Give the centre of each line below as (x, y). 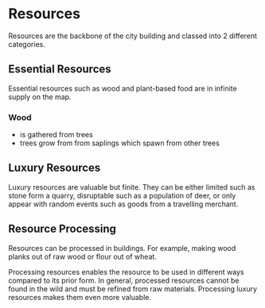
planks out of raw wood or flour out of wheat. (83, 256)
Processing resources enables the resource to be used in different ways (126, 271)
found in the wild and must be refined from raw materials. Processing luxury (132, 289)
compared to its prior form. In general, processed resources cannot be (124, 280)
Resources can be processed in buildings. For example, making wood (122, 248)
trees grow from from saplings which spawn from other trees (120, 143)
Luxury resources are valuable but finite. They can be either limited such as (132, 187)
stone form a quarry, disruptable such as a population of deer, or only (122, 195)
